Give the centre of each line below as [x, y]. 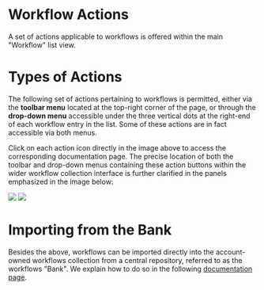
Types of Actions [65, 77]
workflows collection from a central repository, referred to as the [137, 260]
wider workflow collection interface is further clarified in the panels [117, 173]
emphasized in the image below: [61, 181]
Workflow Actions [68, 15]
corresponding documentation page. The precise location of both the [121, 156]
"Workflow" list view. [42, 44]
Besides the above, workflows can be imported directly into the [111, 252]
